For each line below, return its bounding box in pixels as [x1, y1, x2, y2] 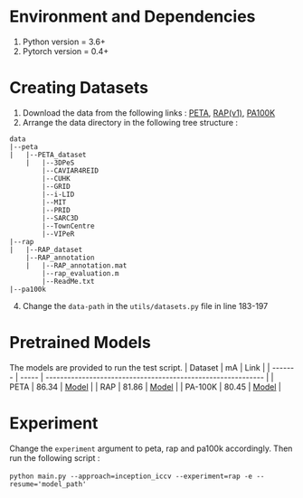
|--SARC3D [42, 213, 79, 222]
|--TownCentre [42, 221, 95, 230]
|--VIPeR [42, 229, 75, 239]
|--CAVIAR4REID [42, 165, 99, 175]
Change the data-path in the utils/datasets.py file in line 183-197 [22, 300, 269, 311]
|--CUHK [42, 174, 71, 183]
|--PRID [42, 205, 71, 214]
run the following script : [9, 452, 100, 463]
